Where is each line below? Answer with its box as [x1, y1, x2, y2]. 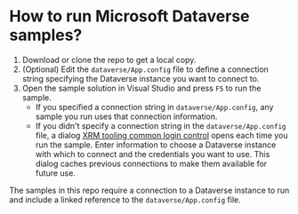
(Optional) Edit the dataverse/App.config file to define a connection [21, 64, 270, 75]
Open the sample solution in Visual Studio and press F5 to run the [21, 83, 262, 93]
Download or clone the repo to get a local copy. [21, 54, 197, 65]
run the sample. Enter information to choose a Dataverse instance [35, 139, 277, 150]
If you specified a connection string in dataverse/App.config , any [35, 101, 274, 112]
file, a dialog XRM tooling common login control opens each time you [35, 130, 288, 140]
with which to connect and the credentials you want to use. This [35, 148, 270, 159]
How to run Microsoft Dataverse [9, 6, 251, 27]
